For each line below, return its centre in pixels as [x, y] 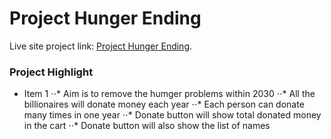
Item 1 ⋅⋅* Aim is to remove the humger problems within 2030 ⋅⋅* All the [169, 94]
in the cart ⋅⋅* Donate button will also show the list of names [147, 126]
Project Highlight [51, 72]
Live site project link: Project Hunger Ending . [101, 46]
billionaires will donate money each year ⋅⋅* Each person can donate [164, 104]
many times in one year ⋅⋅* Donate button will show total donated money [172, 115]
